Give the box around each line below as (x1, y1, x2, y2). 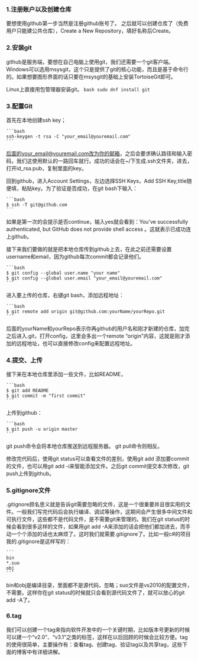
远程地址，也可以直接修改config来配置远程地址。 (16, 339, 136, 347)
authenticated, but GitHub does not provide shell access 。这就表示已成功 (6, 225, 186, 233)
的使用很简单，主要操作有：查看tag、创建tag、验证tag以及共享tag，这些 (6, 641, 183, 648)
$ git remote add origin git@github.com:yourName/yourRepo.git (6, 309, 165, 314)
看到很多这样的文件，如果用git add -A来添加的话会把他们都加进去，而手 (16, 523, 191, 530)
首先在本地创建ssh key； (6, 116, 67, 123)
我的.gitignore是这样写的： (6, 538, 71, 545)
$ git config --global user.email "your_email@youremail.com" (6, 275, 163, 281)
